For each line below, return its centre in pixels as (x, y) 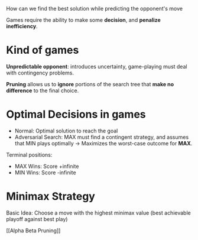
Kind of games (43, 50)
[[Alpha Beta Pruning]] (33, 231)
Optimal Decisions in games (76, 114)
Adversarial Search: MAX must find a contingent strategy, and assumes (102, 137)
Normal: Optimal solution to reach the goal (66, 131)
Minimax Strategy (51, 197)
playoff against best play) (37, 219)
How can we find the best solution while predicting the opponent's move (95, 9)
